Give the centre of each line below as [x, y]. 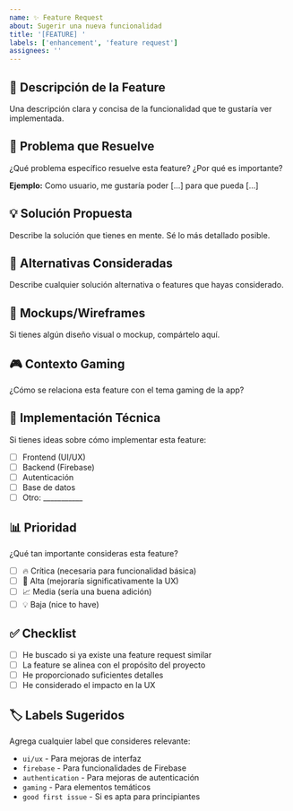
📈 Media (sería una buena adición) [87, 591]
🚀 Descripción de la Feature [87, 87]
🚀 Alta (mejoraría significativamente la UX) [100, 581]
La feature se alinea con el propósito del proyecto [114, 665]
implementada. [37, 118]
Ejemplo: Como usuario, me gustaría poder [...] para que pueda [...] [134, 185]
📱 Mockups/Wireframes [78, 313]
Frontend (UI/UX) [54, 457]
